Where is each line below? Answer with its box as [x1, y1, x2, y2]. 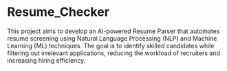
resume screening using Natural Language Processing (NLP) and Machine [7, 34, 217, 42]
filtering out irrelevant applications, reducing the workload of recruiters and [7, 49, 220, 57]
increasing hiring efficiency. [7, 56, 86, 64]
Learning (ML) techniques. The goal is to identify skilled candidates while [7, 41, 215, 50]
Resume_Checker [7, 4, 110, 20]
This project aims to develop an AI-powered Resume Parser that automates [7, 27, 220, 35]
